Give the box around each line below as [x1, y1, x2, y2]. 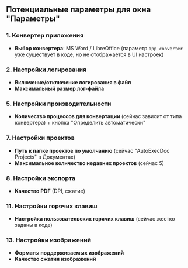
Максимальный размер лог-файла [14, 85, 105, 92]
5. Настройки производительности [6, 99, 112, 108]
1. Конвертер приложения [6, 32, 84, 40]
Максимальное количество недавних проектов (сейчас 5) [14, 159, 165, 166]
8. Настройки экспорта [6, 174, 76, 182]
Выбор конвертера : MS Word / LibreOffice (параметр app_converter [14, 44, 183, 51]
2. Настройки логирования [6, 66, 86, 74]
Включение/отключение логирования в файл [14, 78, 131, 85]
